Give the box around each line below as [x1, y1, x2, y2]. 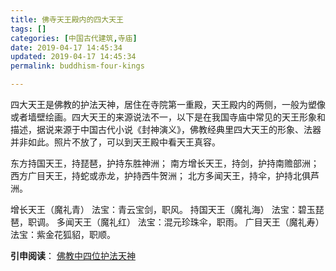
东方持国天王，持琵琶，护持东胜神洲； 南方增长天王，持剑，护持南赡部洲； [10, 157, 320, 169]
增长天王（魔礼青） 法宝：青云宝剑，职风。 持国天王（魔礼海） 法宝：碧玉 [10, 204, 316, 215]
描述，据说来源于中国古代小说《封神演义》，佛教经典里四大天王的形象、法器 [10, 124, 322, 135]
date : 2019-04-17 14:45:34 [10, 42, 123, 53]
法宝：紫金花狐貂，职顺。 [10, 229, 116, 240]
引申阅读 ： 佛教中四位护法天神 [10, 250, 136, 261]
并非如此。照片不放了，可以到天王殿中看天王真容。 [10, 136, 221, 148]
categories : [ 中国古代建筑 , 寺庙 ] [10, 33, 138, 43]
